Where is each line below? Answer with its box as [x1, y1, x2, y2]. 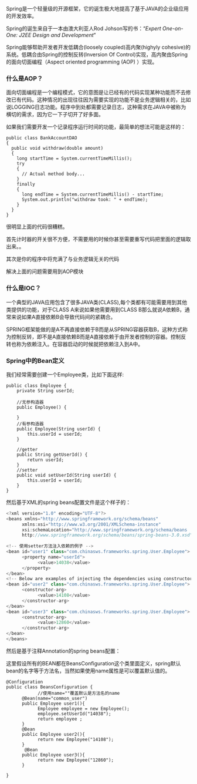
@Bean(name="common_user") [21, 695, 88, 701]
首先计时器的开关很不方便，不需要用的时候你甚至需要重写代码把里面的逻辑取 [6, 235, 191, 243]
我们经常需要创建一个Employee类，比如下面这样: [6, 371, 124, 378]
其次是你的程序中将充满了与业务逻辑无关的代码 [6, 255, 119, 263]
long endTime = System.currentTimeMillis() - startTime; [21, 191, 164, 198]
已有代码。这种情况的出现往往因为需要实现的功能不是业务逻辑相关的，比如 [11, 96, 191, 103]
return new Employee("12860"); [37, 757, 114, 763]
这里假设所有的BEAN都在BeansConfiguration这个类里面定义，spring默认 [6, 659, 181, 667]
